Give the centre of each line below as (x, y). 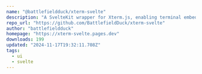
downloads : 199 (25, 39)
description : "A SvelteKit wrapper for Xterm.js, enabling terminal (94, 17)
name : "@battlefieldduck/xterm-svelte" (56, 12)
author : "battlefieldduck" (40, 28)
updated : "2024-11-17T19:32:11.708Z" (54, 45)
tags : (13, 51)
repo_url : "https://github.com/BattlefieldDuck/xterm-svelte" (86, 23)
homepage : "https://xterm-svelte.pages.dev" (63, 34)
